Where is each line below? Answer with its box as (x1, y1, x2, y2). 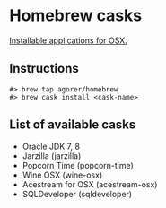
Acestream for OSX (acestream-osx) (22, 178, 158, 189)
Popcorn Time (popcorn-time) (22, 160, 135, 170)
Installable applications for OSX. (9, 35, 127, 46)
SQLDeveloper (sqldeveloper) (22, 188, 133, 199)
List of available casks (9, 117, 136, 133)
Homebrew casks (9, 5, 143, 26)
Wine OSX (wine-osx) (22, 169, 103, 180)
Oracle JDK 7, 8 (22, 141, 81, 152)
